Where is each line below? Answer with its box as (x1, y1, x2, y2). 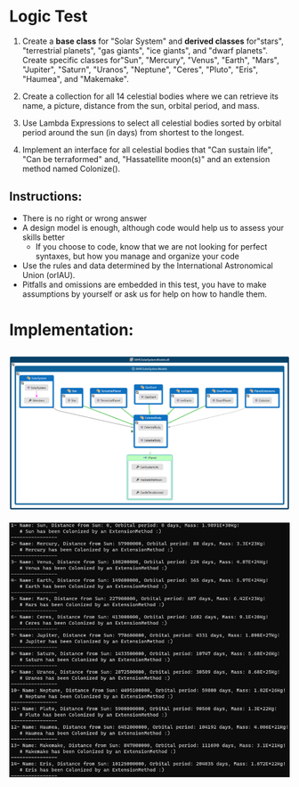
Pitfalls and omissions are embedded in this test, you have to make (21, 279, 267, 290)
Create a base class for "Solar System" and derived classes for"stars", (21, 36, 285, 46)
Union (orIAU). (21, 269, 76, 280)
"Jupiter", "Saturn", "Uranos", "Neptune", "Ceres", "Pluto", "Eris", (21, 64, 258, 75)
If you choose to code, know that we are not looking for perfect (35, 241, 268, 251)
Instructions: (9, 189, 83, 204)
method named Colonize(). (21, 163, 121, 174)
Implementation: (9, 319, 134, 340)
